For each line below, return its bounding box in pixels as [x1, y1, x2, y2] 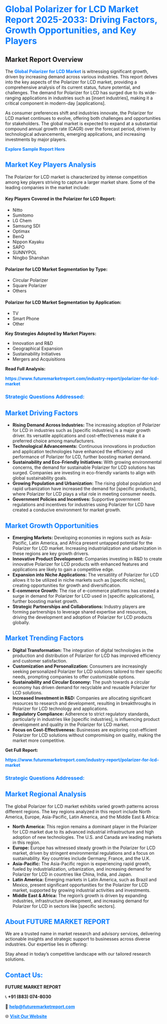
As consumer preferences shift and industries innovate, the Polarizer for [5, 110, 154, 116]
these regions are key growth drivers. [12, 550, 90, 556]
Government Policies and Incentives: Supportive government [12, 496, 141, 502]
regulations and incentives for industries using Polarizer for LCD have [12, 502, 155, 508]
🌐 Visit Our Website [5, 1014, 47, 1020]
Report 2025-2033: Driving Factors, [5, 14, 158, 25]
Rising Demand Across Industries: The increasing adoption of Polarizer [12, 422, 161, 428]
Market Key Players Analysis [5, 161, 96, 169]
